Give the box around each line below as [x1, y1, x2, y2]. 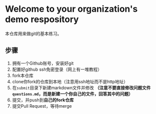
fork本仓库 [12, 72, 34, 78]
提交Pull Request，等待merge [12, 103, 72, 109]
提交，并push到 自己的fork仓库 [12, 97, 74, 103]
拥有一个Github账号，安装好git [12, 60, 74, 66]
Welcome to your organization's [5, 3, 138, 15]
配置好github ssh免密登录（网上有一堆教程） [12, 66, 102, 72]
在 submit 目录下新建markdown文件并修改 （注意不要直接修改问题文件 [12, 85, 151, 91]
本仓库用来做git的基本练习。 [5, 30, 62, 36]
